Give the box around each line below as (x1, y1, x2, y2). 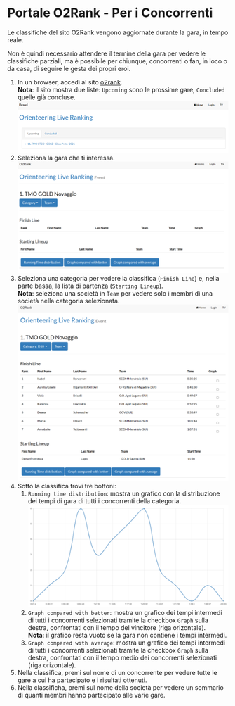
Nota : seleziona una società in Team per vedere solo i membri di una (17, 289, 213, 297)
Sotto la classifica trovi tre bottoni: (17, 482, 117, 491)
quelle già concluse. (17, 93, 76, 101)
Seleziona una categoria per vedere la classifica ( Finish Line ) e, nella (17, 274, 220, 282)
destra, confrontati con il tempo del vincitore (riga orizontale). (27, 624, 206, 632)
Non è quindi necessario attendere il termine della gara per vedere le (7, 49, 206, 58)
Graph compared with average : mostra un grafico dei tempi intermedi (27, 638, 226, 647)
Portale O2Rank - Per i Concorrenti (7, 5, 213, 21)
